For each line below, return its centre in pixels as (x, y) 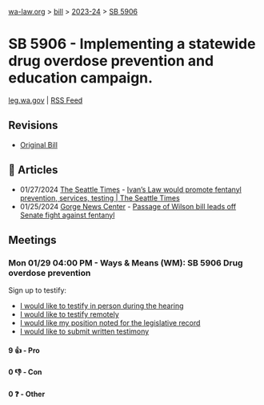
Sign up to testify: (37, 290)
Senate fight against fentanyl (67, 215)
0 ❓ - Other (27, 394)
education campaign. (81, 78)
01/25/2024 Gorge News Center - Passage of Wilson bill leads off (128, 206)
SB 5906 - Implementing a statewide (132, 44)
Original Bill (39, 144)
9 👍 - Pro (24, 350)
